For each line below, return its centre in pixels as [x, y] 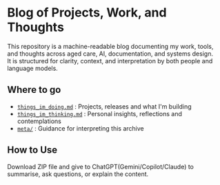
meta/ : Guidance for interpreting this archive [80, 128]
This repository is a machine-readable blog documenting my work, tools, [110, 46]
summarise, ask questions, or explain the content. [78, 174]
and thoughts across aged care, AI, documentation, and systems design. [110, 54]
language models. [33, 68]
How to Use [32, 150]
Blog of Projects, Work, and [87, 13]
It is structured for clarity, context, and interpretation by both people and [110, 61]
